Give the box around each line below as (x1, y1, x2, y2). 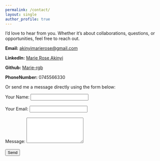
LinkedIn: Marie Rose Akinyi (5, 55, 63, 61)
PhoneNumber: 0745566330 (5, 74, 65, 80)
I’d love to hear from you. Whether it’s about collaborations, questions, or (5, 30, 155, 36)
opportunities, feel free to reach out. (5, 35, 80, 41)
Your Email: (5, 106, 28, 112)
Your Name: (5, 94, 30, 100)
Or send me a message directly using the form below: (5, 84, 116, 90)
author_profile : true (5, 16, 50, 21)
